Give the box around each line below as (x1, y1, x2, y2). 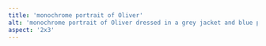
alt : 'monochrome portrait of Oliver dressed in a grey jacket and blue (8, 19, 253, 27)
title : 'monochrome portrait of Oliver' (8, 11, 144, 19)
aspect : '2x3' (8, 26, 55, 34)
